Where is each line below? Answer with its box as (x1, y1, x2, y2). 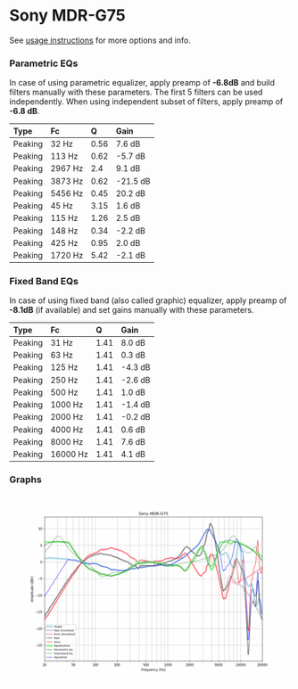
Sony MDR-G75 (9, 5, 127, 26)
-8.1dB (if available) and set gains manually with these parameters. (9, 305, 254, 316)
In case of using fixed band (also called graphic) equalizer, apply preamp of (9, 295, 287, 306)
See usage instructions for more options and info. (9, 35, 192, 45)
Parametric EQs (9, 57, 79, 70)
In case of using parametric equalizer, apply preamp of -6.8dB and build (9, 78, 275, 88)
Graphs (9, 473, 42, 486)
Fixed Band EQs (9, 275, 79, 287)
